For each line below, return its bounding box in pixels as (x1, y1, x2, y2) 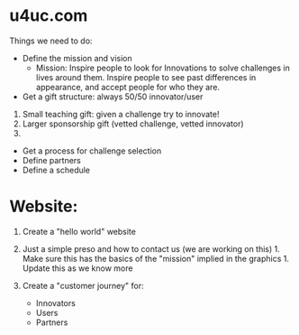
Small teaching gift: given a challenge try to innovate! (22, 108, 220, 119)
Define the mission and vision (22, 52, 132, 63)
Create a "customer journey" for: (22, 280, 144, 291)
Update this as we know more (22, 263, 133, 274)
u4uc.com (9, 5, 88, 26)
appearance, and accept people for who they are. (35, 81, 221, 92)
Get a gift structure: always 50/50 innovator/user (22, 91, 204, 102)
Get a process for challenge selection (22, 145, 162, 156)
